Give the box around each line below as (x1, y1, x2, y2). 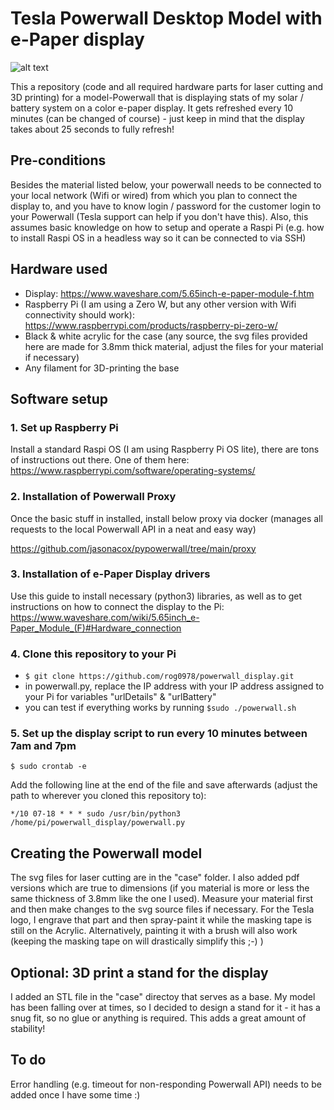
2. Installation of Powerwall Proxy (10, 490, 177, 504)
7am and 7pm (10, 739, 77, 753)
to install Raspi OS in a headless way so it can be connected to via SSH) (10, 232, 307, 244)
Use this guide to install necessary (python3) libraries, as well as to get (10, 590, 303, 602)
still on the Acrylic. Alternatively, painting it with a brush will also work (10, 925, 298, 937)
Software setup (10, 390, 109, 407)
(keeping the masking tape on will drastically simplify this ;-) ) (10, 935, 264, 947)
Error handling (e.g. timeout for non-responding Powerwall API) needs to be (10, 1078, 322, 1090)
